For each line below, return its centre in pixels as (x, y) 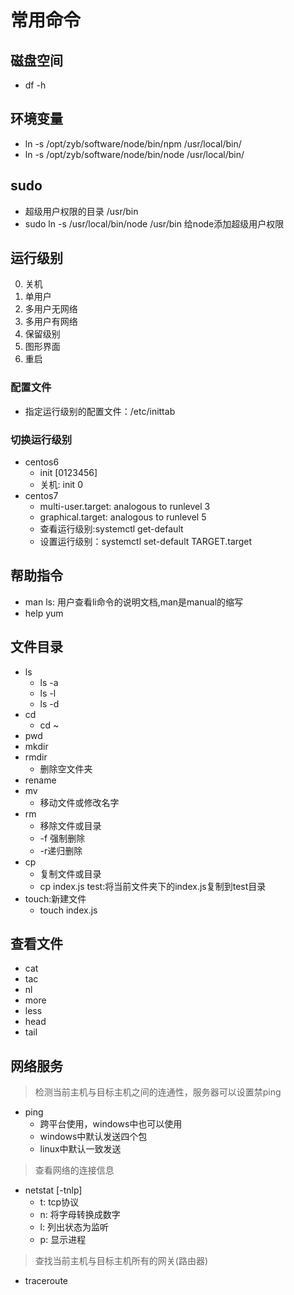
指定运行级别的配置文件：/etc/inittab (100, 411)
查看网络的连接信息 (74, 1170)
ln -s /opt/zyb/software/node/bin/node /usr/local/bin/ (134, 154)
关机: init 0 (61, 485)
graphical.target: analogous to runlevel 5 (123, 517)
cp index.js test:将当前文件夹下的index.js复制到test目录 (153, 886)
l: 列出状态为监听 (74, 1227)
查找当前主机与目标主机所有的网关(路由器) (121, 1261)
